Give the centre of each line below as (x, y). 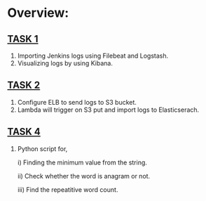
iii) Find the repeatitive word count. (68, 189)
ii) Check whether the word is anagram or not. (84, 176)
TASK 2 (24, 85)
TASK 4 (24, 132)
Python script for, (42, 148)
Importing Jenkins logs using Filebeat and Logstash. (93, 56)
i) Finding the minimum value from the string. (82, 162)
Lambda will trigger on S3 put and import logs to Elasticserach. (108, 110)
